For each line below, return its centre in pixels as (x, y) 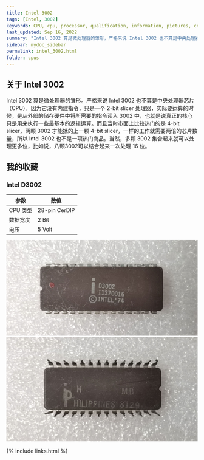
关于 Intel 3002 (35, 85)
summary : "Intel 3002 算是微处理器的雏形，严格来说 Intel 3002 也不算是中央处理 (101, 39)
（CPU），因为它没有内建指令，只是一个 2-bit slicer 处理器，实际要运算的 (97, 108)
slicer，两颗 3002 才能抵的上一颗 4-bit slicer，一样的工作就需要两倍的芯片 (99, 131)
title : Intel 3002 (29, 13)
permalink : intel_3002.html (42, 52)
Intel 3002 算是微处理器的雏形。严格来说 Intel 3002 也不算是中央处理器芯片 (100, 100)
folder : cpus (23, 58)
